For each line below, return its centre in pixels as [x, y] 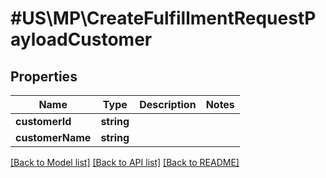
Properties [44, 76]
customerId [43, 121]
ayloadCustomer [81, 39]
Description [168, 104]
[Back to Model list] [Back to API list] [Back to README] [125, 162]
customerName [53, 137]
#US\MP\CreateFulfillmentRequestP [163, 18]
